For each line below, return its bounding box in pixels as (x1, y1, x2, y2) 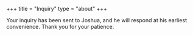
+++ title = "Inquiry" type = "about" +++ (6, 5, 108, 12)
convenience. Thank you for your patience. (6, 23, 114, 30)
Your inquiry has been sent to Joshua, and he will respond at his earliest (6, 17, 188, 23)
